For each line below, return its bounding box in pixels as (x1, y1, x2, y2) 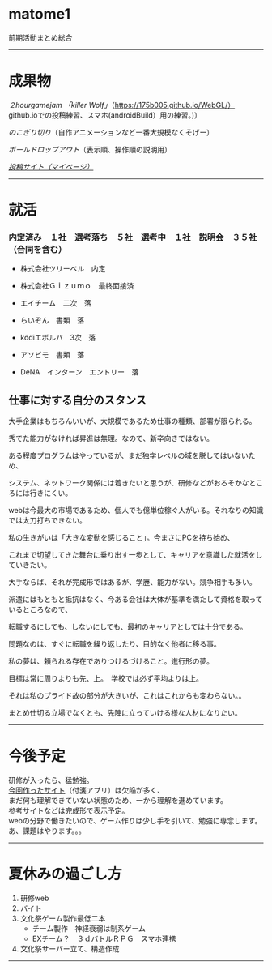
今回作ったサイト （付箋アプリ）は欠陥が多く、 (8, 785, 164, 795)
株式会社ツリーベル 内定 (19, 264, 106, 274)
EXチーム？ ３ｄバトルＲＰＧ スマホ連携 (32, 934, 176, 944)
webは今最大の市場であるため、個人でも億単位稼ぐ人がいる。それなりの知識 (8, 506, 264, 515)
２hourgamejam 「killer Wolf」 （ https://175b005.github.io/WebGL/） (8, 100, 236, 109)
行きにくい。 (29, 488, 73, 498)
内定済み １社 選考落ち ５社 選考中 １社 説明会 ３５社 (8, 232, 257, 243)
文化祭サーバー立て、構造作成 (19, 944, 120, 954)
